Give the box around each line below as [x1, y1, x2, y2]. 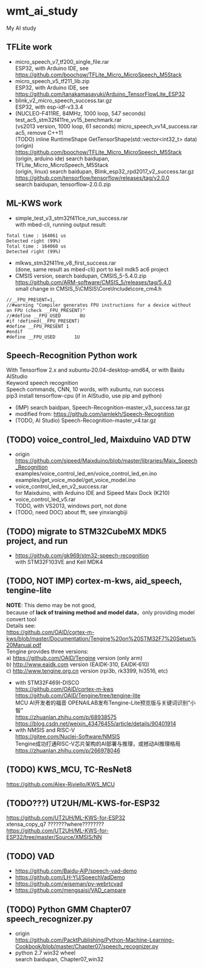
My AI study [6, 24, 36, 32]
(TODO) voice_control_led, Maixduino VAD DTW [6, 434, 191, 444]
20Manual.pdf [6, 641, 42, 648]
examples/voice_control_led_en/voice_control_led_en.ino [15, 470, 157, 477]
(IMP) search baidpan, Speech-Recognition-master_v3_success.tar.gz [15, 404, 191, 411]
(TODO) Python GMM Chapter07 [6, 904, 132, 914]
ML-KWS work [6, 199, 63, 209]
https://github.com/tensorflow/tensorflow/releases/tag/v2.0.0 [15, 174, 170, 182]
